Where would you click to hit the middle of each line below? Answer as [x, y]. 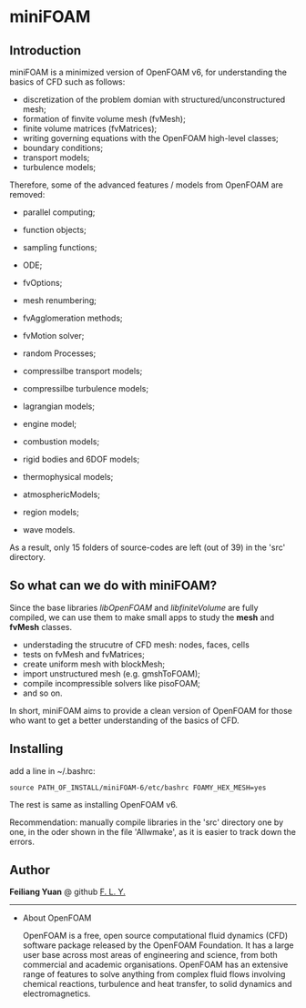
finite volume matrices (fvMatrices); [90, 128]
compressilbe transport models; [82, 371]
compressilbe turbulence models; [85, 388]
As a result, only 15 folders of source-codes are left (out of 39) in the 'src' [148, 547]
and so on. [42, 693]
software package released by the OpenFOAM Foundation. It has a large [158, 945]
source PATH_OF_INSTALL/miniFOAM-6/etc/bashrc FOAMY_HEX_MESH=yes [138, 788]
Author [30, 870]
